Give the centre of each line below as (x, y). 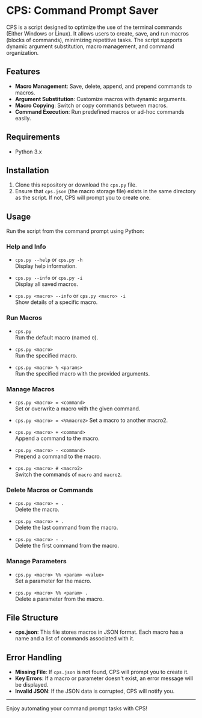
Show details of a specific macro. (56, 302)
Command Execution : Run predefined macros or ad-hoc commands (99, 111)
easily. (23, 118)
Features (23, 72)
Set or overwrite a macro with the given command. (78, 409)
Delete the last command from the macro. (66, 528)
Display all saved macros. (46, 284)
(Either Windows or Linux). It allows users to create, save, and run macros (98, 33)
